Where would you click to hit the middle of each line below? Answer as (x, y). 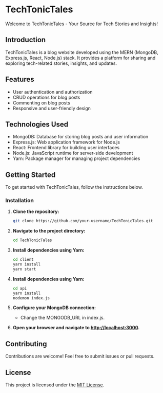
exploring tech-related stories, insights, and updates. (61, 63)
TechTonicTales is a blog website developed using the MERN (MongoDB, (82, 52)
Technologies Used (37, 124)
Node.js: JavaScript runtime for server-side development (73, 153)
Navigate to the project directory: (49, 231)
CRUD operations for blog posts (46, 97)
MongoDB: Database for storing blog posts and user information (80, 137)
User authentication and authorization (53, 92)
